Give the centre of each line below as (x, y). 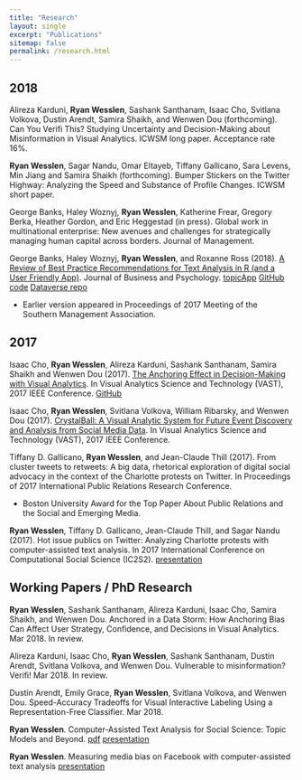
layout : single (38, 26)
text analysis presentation (57, 766)
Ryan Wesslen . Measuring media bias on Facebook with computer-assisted (150, 757)
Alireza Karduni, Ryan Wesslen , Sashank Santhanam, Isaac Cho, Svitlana (145, 109)
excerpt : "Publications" (56, 34)
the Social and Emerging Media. (82, 512)
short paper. (32, 194)
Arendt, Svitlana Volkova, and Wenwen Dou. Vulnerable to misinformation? (147, 665)
